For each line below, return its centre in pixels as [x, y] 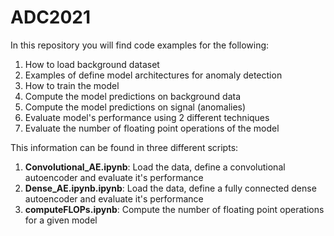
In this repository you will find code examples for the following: [140, 45]
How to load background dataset [92, 64]
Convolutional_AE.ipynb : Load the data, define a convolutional [155, 167]
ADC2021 [51, 17]
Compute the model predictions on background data [133, 96]
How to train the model [72, 85]
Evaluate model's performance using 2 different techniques [147, 117]
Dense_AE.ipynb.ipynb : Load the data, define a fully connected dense [170, 188]
